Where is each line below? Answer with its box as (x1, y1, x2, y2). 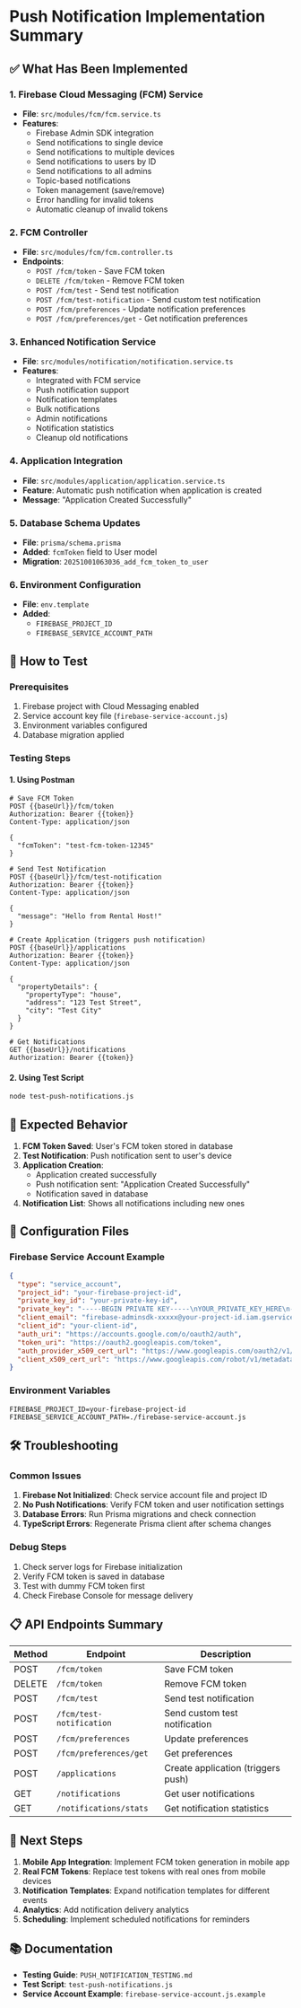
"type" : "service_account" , (17, 1279, 123, 1289)
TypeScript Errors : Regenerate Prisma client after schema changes (21, 1519, 271, 1530)
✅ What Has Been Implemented (9, 61, 188, 76)
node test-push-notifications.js (9, 1092, 134, 1101)
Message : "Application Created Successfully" (21, 494, 193, 504)
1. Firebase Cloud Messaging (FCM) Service (9, 88, 203, 101)
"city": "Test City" (25, 1006, 102, 1015)
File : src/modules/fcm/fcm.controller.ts (21, 247, 174, 258)
